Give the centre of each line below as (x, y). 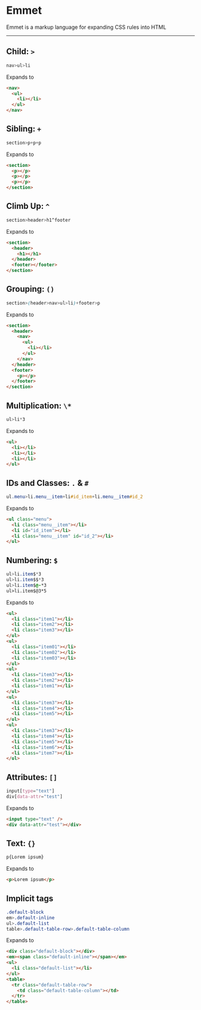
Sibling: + (24, 129)
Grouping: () (31, 289)
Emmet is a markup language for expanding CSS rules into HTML (86, 27)
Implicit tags (30, 898)
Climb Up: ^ (28, 206)
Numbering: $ (32, 560)
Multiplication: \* (39, 406)
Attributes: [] (32, 777)
